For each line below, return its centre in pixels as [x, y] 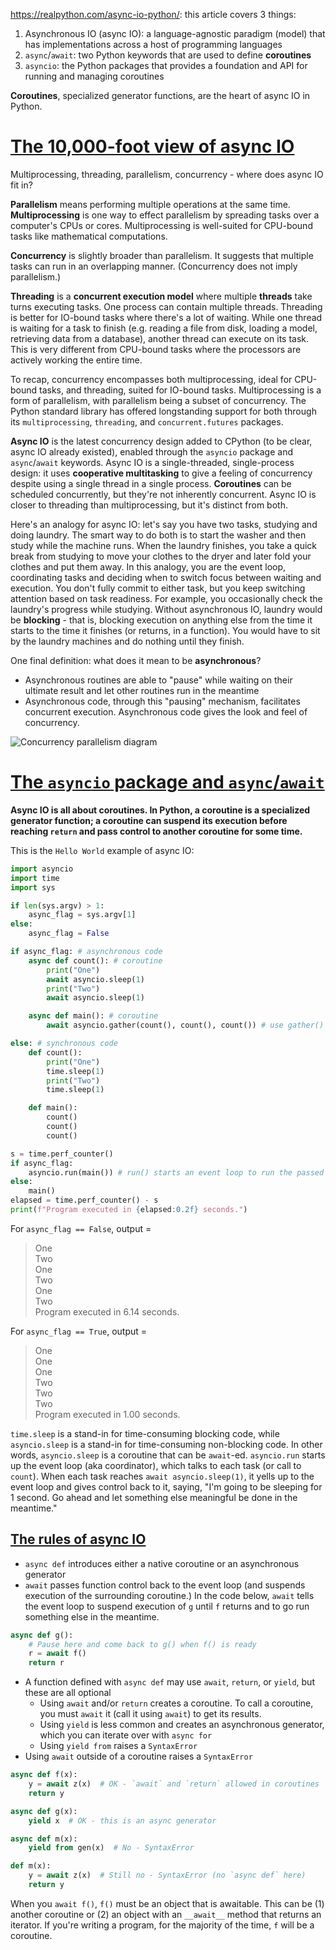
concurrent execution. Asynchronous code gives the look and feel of [166, 711]
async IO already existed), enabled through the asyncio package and [151, 451]
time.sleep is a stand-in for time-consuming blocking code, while [145, 1433]
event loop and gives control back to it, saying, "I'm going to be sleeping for [166, 1486]
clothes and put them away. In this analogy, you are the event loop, [148, 566]
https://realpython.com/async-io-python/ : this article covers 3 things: [153, 14]
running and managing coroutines [94, 76]
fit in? [21, 185]
